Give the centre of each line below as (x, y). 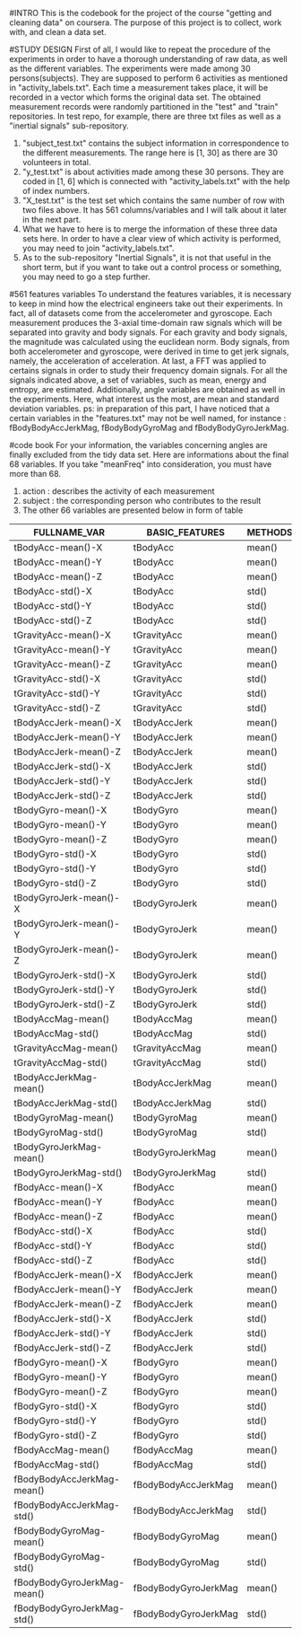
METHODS (270, 532)
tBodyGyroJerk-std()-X (64, 975)
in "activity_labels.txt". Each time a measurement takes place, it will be (139, 88)
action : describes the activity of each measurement (118, 491)
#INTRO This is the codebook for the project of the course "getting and (141, 13)
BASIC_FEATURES (186, 532)
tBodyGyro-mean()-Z (60, 839)
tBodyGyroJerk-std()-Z (64, 1004)
